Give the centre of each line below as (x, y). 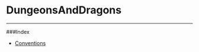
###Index (18, 32)
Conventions (30, 43)
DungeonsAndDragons (64, 10)
